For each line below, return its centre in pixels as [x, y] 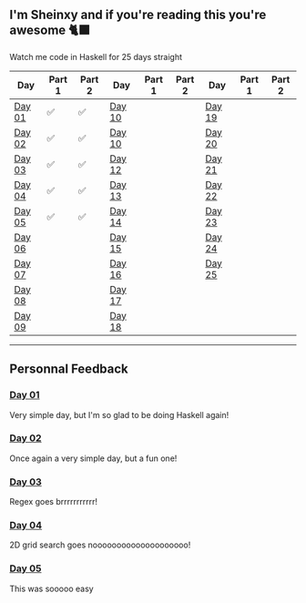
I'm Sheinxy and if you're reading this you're [138, 15]
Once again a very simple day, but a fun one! [93, 458]
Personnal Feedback [69, 369]
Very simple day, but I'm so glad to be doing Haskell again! [119, 414]
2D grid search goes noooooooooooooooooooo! [100, 545]
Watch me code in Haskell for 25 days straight [96, 56]
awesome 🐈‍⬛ [50, 31]
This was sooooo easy [51, 588]
